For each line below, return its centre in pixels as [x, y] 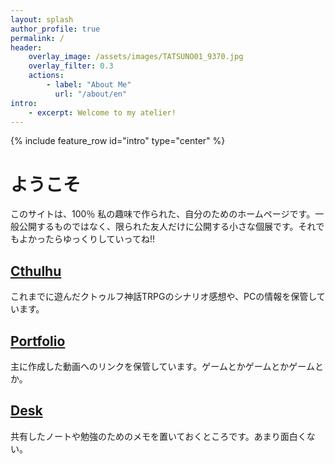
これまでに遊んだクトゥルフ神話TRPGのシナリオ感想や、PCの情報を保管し [163, 297]
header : [26, 47]
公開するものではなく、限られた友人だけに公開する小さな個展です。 [158, 227]
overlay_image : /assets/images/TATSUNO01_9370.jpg [136, 57]
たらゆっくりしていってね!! [99, 239]
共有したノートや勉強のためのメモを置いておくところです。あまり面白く [158, 436]
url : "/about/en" [91, 94]
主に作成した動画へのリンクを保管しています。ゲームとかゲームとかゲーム [162, 366]
